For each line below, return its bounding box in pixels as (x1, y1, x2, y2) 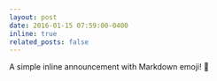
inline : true (9, 29, 58, 38)
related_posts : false (9, 37, 89, 47)
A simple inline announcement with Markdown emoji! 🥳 (9, 62, 210, 72)
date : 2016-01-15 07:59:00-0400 (9, 21, 128, 30)
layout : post (9, 12, 58, 22)
